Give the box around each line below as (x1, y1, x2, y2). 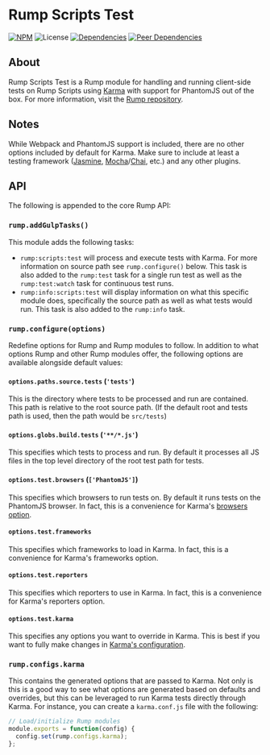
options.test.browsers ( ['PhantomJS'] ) (8, 474, 139, 484)
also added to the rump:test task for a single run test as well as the (19, 270, 243, 280)
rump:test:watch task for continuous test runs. (19, 278, 174, 288)
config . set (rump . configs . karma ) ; (15, 732, 128, 740)
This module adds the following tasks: (8, 237, 135, 247)
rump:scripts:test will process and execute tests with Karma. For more (19, 252, 258, 263)
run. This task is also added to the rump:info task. (19, 304, 185, 313)
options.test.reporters (8, 571, 89, 579)
